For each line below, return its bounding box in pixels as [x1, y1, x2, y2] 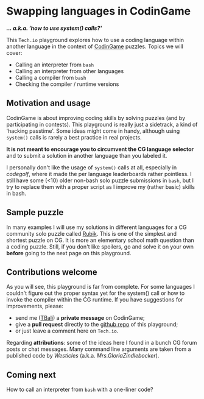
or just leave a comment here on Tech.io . [15, 327, 119, 334]
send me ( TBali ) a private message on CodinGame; [15, 314, 145, 322]
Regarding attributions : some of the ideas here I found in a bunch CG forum [6, 339, 197, 347]
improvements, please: [6, 303, 64, 310]
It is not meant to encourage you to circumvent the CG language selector [6, 145, 194, 153]
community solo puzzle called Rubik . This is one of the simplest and [6, 230, 177, 237]
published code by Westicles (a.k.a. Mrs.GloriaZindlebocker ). [6, 352, 160, 359]
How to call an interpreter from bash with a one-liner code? [6, 386, 153, 394]
